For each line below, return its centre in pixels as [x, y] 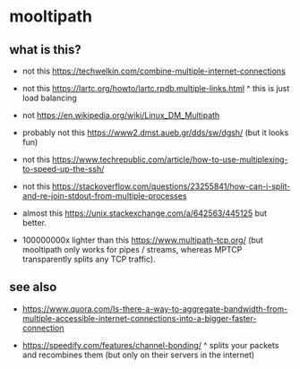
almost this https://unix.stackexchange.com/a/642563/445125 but [144, 213]
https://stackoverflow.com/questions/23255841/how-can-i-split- [171, 186]
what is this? [46, 50]
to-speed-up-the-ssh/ [63, 169]
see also [33, 287]
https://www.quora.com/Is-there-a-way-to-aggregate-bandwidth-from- [155, 309]
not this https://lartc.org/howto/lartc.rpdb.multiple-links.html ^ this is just [156, 88]
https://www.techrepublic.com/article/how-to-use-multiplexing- [170, 159]
